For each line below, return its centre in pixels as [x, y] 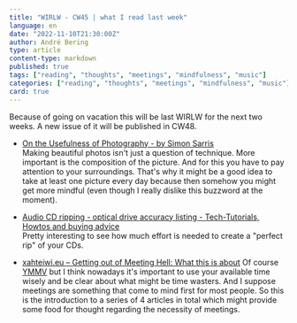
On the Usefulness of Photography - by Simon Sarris [118, 143]
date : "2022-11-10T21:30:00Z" [65, 34]
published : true [39, 67]
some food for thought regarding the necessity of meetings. [131, 309]
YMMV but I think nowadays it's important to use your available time [146, 272]
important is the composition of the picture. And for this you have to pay [153, 162]
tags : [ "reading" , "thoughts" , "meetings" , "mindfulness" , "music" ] [138, 75]
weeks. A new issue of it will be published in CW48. [103, 126]
